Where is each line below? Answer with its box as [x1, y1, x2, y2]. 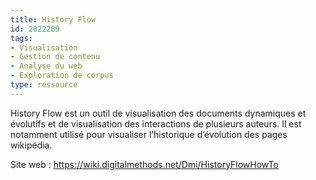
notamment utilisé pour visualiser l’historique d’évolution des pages [10, 128, 288, 140]
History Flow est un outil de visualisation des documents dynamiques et [10, 107, 307, 119]
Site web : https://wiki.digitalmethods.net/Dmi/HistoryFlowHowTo [10, 158, 279, 170]
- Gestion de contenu [10, 52, 101, 62]
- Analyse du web [10, 61, 83, 71]
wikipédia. [10, 139, 53, 151]
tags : [10, 33, 33, 43]
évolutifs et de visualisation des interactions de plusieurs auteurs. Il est [10, 117, 302, 130]
